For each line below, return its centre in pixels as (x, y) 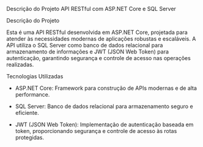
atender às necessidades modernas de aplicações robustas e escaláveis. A (101, 39)
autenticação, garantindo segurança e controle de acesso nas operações (98, 58)
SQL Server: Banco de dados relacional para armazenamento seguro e (104, 106)
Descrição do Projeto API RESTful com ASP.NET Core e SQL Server (91, 9)
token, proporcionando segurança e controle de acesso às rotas (96, 131)
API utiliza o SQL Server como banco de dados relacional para (85, 45)
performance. (32, 94)
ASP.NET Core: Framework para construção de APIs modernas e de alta (106, 88)
